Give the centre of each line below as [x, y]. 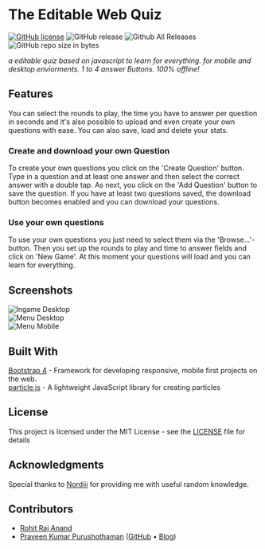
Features [31, 94]
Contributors [41, 509]
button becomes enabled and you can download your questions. [114, 202]
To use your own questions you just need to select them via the [112, 239]
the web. [23, 379]
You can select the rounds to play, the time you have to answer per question [133, 113]
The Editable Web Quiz [85, 15]
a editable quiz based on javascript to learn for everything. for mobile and [130, 60]
